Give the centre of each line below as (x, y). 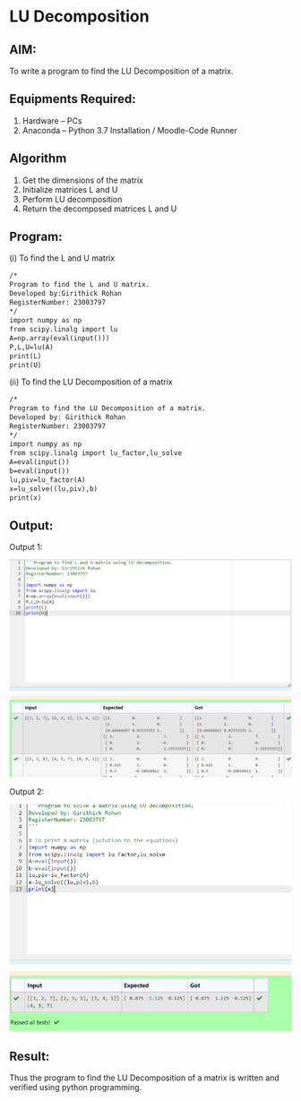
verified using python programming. (76, 1088)
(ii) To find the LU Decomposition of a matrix (91, 382)
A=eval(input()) (39, 462)
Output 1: (26, 547)
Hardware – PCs (52, 120)
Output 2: (27, 792)
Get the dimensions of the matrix (82, 180)
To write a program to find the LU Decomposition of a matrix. (121, 71)
